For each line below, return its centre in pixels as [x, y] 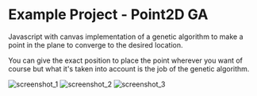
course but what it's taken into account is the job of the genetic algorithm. [129, 68]
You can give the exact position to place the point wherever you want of [126, 60]
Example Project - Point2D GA [108, 15]
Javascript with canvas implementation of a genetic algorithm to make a [126, 36]
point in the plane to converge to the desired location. [96, 44]
